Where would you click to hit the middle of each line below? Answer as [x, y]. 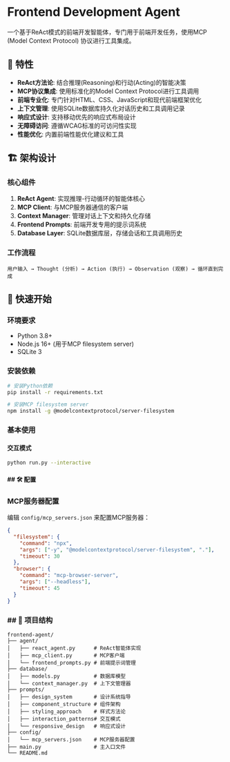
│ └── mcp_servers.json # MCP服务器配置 [71, 739]
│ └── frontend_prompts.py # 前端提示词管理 [71, 663]
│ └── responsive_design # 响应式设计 [67, 726]
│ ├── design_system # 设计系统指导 [69, 697]
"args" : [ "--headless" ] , [55, 582]
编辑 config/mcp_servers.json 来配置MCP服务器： [79, 518]
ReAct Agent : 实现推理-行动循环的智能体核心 [81, 199]
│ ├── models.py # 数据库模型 [67, 676]
